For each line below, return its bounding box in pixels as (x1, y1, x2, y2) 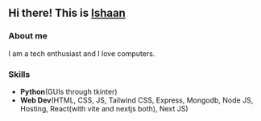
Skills (8, 68, 31, 79)
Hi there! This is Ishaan (8, 6, 126, 20)
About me (8, 30, 48, 42)
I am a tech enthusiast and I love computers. (8, 48, 155, 58)
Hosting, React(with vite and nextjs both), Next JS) (19, 103, 188, 113)
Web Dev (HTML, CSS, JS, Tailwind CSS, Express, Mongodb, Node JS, (19, 95, 254, 105)
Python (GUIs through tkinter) (19, 87, 118, 96)
